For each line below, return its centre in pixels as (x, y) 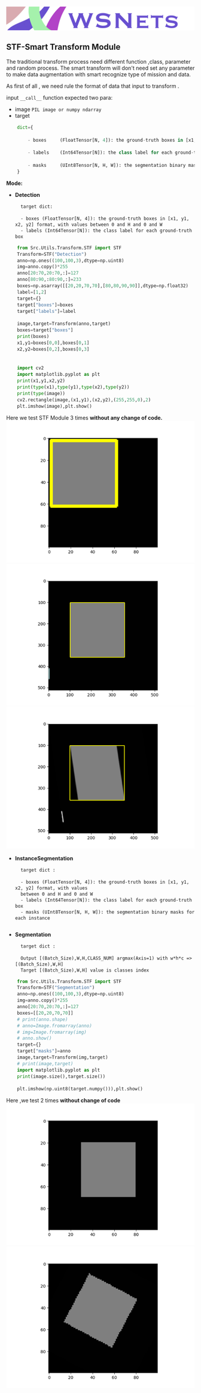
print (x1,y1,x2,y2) (41, 381)
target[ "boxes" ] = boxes (45, 305)
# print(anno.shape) (42, 1019)
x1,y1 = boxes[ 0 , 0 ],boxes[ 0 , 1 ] (53, 343)
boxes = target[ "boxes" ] (45, 330)
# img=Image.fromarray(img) (52, 1032)
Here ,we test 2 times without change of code (63, 1101)
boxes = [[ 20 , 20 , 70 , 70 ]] (45, 1013)
